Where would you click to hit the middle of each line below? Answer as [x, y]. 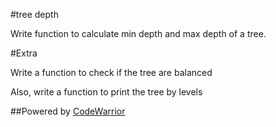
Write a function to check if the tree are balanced [111, 72]
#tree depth [34, 14]
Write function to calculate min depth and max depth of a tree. [138, 33]
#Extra [24, 53]
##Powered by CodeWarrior [68, 111]
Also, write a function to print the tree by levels [106, 92]
